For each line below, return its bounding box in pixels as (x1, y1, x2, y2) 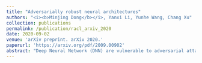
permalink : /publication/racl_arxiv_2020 (6, 25, 112, 32)
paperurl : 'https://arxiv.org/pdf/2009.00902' (6, 43, 125, 49)
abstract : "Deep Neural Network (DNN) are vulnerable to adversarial (6, 48, 185, 54)
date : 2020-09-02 (6, 31, 50, 37)
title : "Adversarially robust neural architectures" (6, 8, 141, 15)
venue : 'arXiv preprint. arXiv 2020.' (6, 37, 103, 43)
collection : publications (6, 20, 71, 26)
